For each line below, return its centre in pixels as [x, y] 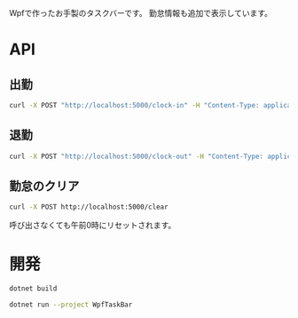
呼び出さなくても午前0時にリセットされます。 [93, 226]
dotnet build [33, 289]
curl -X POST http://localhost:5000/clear [89, 207]
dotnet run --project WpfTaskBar [71, 305]
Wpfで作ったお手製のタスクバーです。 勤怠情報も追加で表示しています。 [141, 13]
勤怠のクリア [44, 186]
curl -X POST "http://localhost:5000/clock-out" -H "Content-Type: [137, 156]
